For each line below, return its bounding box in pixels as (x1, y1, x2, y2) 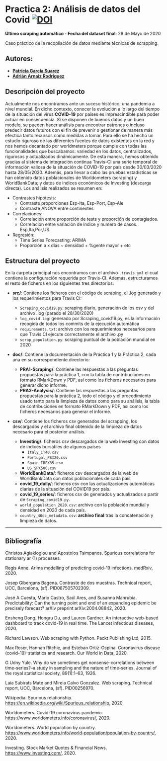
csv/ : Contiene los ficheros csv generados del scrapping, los (12, 419, 138, 424)
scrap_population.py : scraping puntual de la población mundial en (19, 337, 156, 342)
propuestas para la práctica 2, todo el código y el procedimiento (19, 393, 152, 399)
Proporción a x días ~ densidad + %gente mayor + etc (19, 242, 131, 248)
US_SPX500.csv (27, 466, 57, 471)
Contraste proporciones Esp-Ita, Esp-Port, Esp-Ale (19, 200, 124, 206)
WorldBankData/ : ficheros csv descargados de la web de (19, 470, 138, 476)
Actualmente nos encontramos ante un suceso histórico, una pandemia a (5, 100, 155, 106)
